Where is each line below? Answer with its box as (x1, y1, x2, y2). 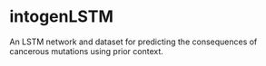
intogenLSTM (9, 6, 113, 27)
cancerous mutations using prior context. (9, 45, 163, 56)
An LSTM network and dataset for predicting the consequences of (9, 36, 258, 47)
